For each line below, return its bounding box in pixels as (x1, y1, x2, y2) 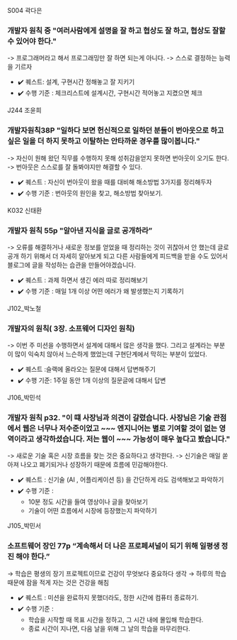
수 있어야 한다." (7, 36, 57, 46)
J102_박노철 (7, 304, 42, 312)
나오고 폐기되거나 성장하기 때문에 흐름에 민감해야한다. (20, 460, 168, 469)
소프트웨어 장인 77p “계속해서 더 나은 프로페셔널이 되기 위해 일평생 (7, 541, 220, 551)
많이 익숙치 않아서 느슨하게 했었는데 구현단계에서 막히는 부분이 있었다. (14, 350, 207, 358)
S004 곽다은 (7, 6, 42, 14)
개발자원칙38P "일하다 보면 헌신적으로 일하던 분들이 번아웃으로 (7, 126, 209, 136)
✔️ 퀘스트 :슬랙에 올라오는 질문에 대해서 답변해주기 (17, 365, 156, 374)
